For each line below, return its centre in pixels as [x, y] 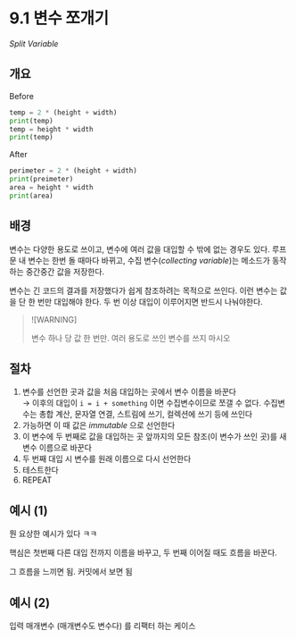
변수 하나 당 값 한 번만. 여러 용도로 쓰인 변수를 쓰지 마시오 [131, 338]
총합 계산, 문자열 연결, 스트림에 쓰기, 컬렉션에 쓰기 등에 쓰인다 [145, 414]
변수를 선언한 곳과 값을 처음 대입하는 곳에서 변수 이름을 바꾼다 [129, 392]
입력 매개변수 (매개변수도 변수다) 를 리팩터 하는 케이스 [103, 626]
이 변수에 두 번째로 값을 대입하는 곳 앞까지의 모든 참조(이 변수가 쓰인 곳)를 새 [154, 437]
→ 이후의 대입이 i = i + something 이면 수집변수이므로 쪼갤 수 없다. [141, 403]
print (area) [31, 196]
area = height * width [51, 188]
